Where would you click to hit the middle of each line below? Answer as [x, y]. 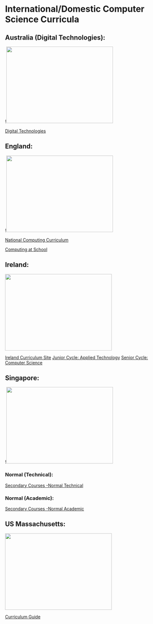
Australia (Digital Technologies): [55, 37]
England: [19, 146]
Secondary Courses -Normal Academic [45, 509]
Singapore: [22, 378]
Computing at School [26, 249]
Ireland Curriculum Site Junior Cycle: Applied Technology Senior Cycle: [77, 357]
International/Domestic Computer [75, 9]
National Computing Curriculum [37, 240]
